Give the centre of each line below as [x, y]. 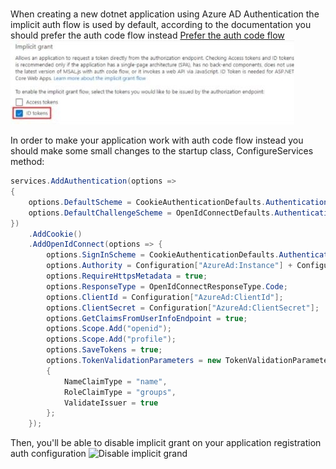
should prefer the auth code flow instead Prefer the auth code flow [147, 35]
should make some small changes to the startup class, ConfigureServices [162, 151]
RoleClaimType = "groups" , [120, 392]
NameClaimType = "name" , [115, 381]
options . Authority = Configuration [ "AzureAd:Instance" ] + [169, 266]
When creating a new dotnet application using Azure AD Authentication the [165, 14]
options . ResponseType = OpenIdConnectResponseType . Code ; [167, 286]
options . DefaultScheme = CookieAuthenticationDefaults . [147, 202]
